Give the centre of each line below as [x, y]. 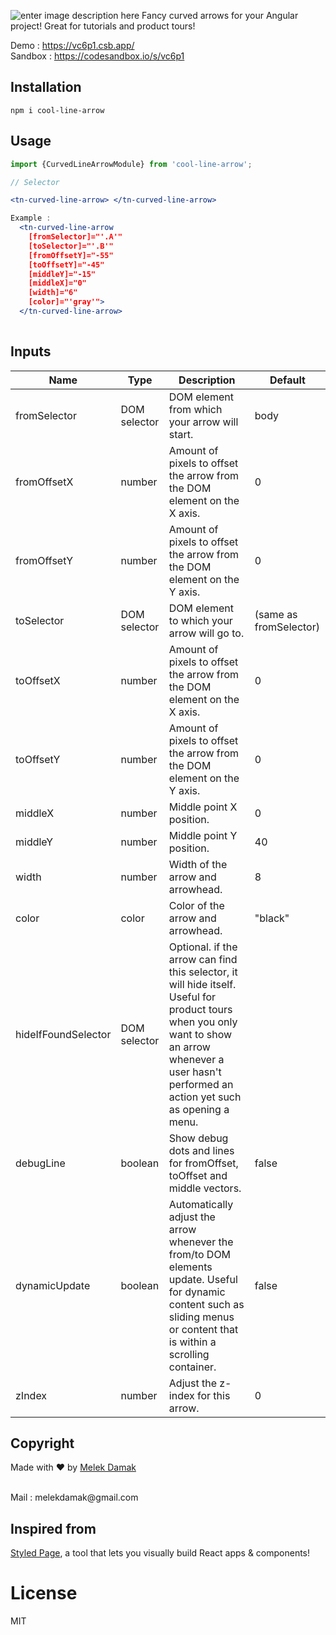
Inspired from [53, 1528]
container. [192, 1367]
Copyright [42, 1443]
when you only [203, 1022]
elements [190, 1267]
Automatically [201, 1204]
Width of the [198, 864]
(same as [276, 614]
